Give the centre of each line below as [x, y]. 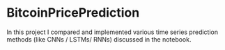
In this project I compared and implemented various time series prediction [113, 32]
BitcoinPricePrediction [73, 13]
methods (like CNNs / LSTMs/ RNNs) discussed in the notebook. [99, 39]
